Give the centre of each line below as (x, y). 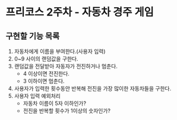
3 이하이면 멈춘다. (44, 81)
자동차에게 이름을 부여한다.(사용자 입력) (60, 51)
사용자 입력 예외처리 (37, 96)
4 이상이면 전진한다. (46, 74)
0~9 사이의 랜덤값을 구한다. (46, 59)
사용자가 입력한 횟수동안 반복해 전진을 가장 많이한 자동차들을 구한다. (93, 89)
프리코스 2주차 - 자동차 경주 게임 (80, 12)
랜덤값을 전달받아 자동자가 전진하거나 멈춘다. (66, 66)
